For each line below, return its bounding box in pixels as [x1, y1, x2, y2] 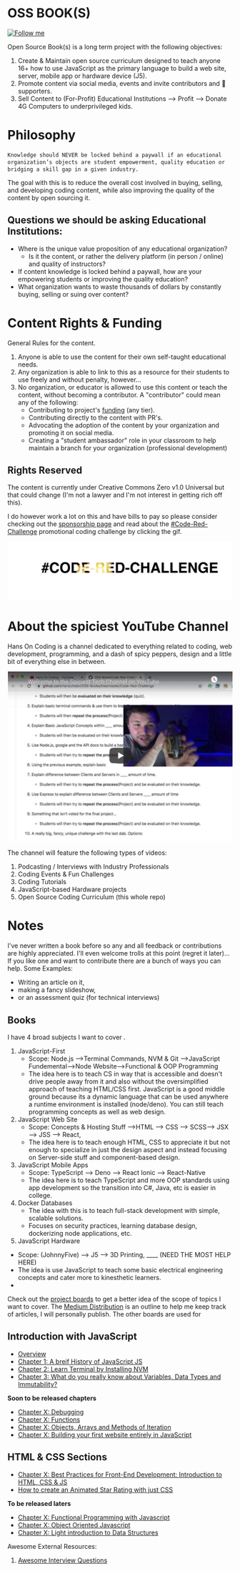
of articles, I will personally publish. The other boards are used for [7, 1310, 201, 1318]
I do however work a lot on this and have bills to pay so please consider [7, 512, 218, 521]
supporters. [17, 86, 52, 95]
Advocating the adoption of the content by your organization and [28, 420, 220, 430]
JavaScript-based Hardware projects [17, 885, 127, 894]
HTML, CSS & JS [17, 1477, 68, 1486]
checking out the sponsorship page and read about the [7, 520, 169, 528]
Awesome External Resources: [7, 1542, 97, 1550]
